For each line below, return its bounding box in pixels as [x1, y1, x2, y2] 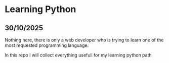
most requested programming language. [5, 42, 89, 48]
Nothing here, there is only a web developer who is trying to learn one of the [5, 37, 164, 43]
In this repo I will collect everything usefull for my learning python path [5, 52, 152, 58]
